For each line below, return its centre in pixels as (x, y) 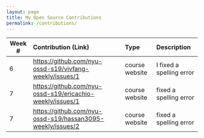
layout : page (23, 12)
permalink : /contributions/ (42, 23)
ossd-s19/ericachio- (64, 94)
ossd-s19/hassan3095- (69, 119)
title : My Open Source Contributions (54, 18)
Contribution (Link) (61, 47)
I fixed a (168, 65)
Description (174, 47)
